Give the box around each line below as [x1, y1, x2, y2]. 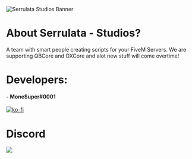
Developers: [6, 73, 68, 87]
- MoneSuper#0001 [6, 93, 56, 100]
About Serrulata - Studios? [6, 27, 141, 40]
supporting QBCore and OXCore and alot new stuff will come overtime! [6, 52, 180, 59]
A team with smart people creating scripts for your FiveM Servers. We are [6, 46, 187, 53]
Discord [6, 127, 46, 141]
